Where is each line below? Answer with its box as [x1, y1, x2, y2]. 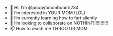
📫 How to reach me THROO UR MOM [9, 26, 88, 31]
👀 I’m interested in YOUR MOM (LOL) [9, 10, 86, 16]
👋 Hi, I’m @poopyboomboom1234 [9, 5, 79, 10]
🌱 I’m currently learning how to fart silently [9, 15, 97, 20]
